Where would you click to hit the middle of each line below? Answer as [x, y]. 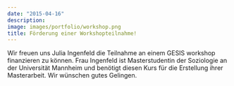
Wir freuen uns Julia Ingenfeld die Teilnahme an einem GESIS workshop [111, 53]
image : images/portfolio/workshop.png [64, 27]
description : [26, 20]
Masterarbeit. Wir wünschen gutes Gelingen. [72, 76]
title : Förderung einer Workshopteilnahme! [72, 33]
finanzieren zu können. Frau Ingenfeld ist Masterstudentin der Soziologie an [117, 61]
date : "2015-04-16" [36, 14]
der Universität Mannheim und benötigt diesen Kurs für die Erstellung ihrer [115, 68]
